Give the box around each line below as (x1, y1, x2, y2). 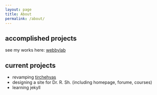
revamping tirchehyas (12, 74, 56, 80)
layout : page (5, 7, 32, 12)
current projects (5, 61, 56, 70)
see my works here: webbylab (5, 47, 66, 53)
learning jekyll (12, 85, 41, 90)
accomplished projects (5, 34, 77, 42)
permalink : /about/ (5, 16, 45, 21)
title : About (5, 12, 32, 17)
